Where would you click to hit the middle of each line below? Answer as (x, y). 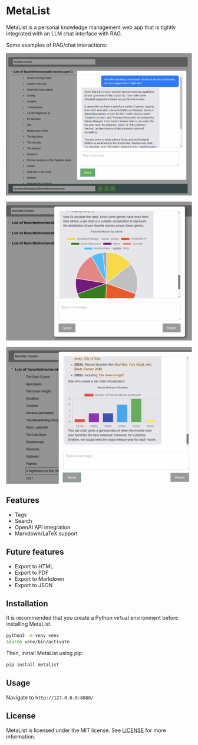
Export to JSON (34, 585)
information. (21, 736)
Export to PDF (32, 572)
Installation (27, 604)
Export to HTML (34, 566)
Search (23, 520)
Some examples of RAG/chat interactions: (57, 45)
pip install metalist (33, 665)
